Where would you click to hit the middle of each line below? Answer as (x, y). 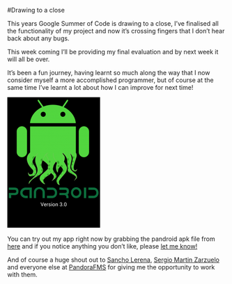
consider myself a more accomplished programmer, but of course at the (110, 80)
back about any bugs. (38, 38)
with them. (22, 275)
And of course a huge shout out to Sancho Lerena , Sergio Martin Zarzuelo (113, 260)
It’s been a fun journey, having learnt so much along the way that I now (109, 73)
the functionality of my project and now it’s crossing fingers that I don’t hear (116, 31)
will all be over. (29, 59)
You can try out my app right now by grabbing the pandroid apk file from (111, 239)
